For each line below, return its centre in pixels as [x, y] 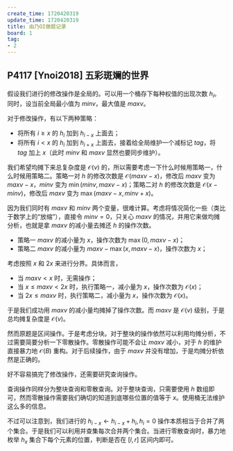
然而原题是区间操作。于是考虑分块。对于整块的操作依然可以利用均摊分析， [113, 334]
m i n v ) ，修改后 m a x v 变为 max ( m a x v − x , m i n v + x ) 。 [82, 193]
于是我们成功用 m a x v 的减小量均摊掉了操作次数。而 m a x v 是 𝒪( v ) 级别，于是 [116, 310]
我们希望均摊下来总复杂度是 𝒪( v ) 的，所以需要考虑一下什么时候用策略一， [112, 168]
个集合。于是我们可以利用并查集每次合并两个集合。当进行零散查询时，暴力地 [116, 431]
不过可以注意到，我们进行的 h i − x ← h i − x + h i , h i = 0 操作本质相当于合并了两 [116, 422]
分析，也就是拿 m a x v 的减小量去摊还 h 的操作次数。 [81, 225]
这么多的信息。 [28, 407]
